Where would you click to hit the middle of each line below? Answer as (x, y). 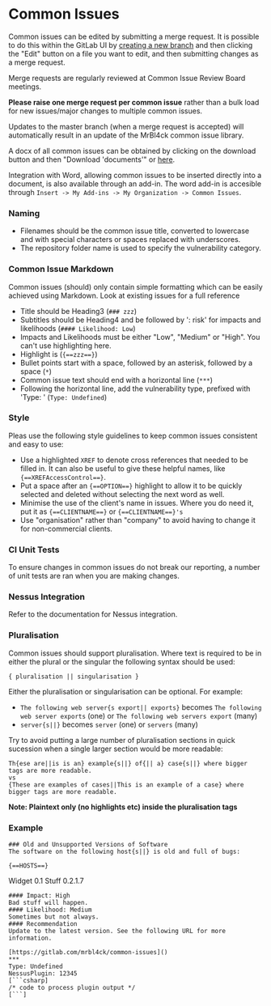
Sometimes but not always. (54, 917)
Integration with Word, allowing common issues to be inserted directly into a (135, 175)
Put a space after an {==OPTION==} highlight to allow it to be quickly (131, 486)
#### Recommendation (43, 924)
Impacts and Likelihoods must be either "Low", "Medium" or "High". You (140, 337)
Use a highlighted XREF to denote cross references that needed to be (134, 460)
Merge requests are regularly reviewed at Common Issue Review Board (127, 78)
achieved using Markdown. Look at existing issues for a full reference (124, 295)
